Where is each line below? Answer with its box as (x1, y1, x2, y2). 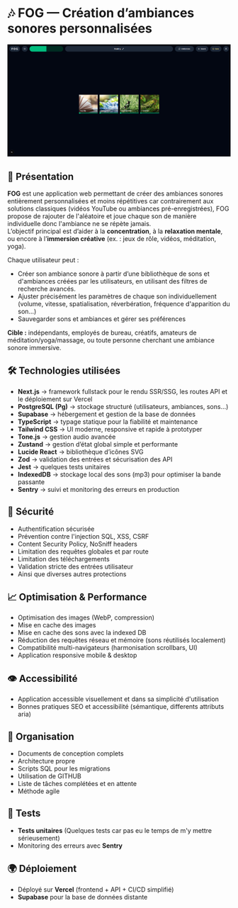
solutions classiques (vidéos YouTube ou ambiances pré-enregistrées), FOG (7, 204, 229, 213)
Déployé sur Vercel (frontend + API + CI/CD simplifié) (17, 885, 174, 894)
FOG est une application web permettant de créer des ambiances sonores (7, 189, 223, 198)
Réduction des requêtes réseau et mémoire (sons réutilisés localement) (17, 636, 226, 644)
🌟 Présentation (7, 170, 74, 182)
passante (17, 477, 45, 486)
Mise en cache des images (17, 621, 96, 629)
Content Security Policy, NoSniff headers (17, 539, 138, 548)
